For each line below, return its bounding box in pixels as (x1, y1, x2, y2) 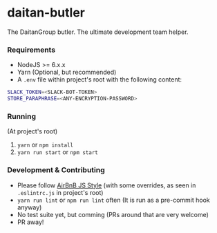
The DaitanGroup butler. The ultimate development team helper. (7, 28, 189, 36)
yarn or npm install (17, 140, 74, 149)
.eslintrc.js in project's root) (17, 188, 104, 196)
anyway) (17, 203, 42, 212)
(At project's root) (7, 127, 58, 136)
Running (7, 111, 37, 121)
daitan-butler (7, 5, 85, 21)
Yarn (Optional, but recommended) (17, 68, 117, 77)
